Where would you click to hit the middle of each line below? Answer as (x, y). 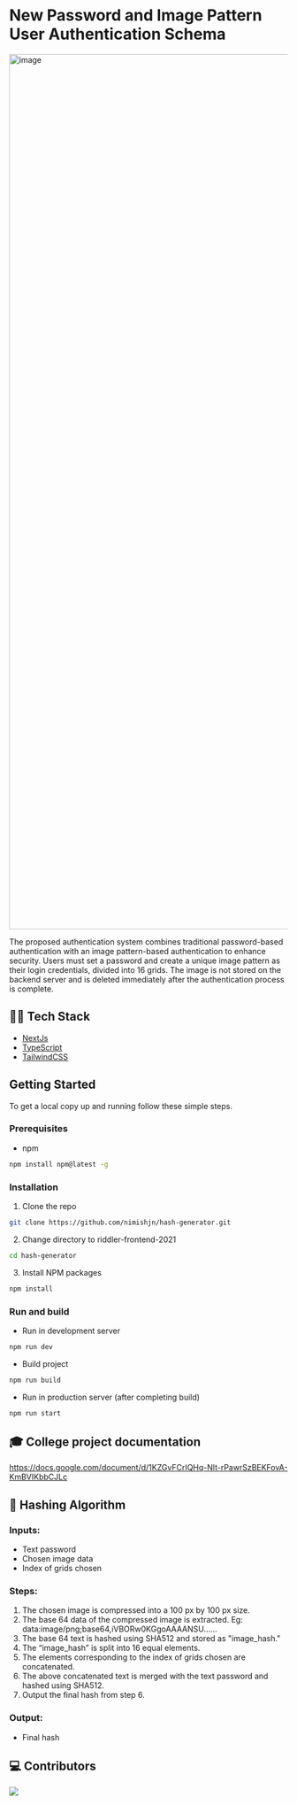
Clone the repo (49, 1207)
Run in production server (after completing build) (111, 1397)
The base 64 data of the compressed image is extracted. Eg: (132, 1620)
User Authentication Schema (118, 34)
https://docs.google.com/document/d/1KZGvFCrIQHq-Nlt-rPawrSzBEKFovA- (148, 1468)
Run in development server (71, 1331)
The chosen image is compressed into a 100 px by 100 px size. (136, 1610)
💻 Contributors (53, 1766)
